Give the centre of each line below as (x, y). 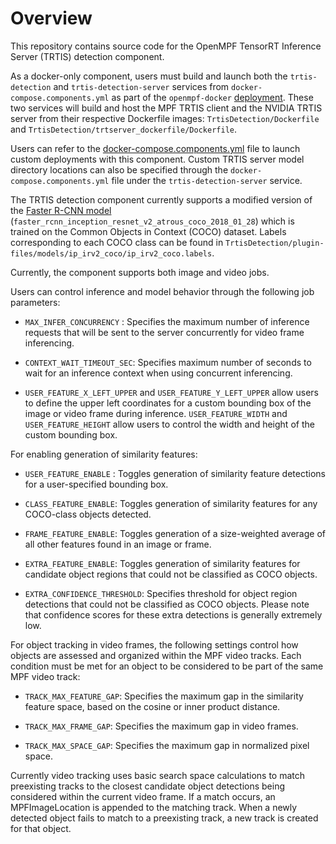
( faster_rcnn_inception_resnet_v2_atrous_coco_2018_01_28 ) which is (152, 221)
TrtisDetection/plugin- (275, 243)
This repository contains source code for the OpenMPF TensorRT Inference (166, 46)
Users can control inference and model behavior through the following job (162, 291)
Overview (51, 18)
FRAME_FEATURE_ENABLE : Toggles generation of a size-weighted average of (175, 533)
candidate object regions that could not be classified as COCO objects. (171, 574)
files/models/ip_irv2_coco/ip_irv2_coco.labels (111, 253)
